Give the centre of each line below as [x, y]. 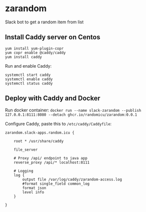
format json [35, 188]
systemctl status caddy [29, 83]
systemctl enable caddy [29, 79]
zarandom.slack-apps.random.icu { [40, 132]
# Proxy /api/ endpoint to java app [51, 158]
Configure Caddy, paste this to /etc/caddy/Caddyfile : [58, 124]
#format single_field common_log [56, 184]
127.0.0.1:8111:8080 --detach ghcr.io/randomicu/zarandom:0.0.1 [71, 115]
